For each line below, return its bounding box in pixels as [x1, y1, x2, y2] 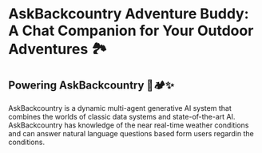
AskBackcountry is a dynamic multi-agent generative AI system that [8, 104, 232, 112]
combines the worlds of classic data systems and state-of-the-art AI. [8, 112, 236, 121]
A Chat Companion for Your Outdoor [8, 22, 254, 40]
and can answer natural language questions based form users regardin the [8, 129, 254, 138]
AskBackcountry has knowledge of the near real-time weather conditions [8, 120, 249, 130]
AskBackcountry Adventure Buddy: [8, 5, 249, 23]
